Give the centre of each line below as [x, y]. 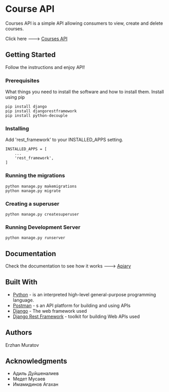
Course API [30, 9]
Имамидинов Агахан [35, 384]
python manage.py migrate [33, 191]
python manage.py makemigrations [41, 186]
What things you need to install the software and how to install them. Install [85, 92]
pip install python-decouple [36, 116]
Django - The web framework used [50, 311]
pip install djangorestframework [41, 111]
